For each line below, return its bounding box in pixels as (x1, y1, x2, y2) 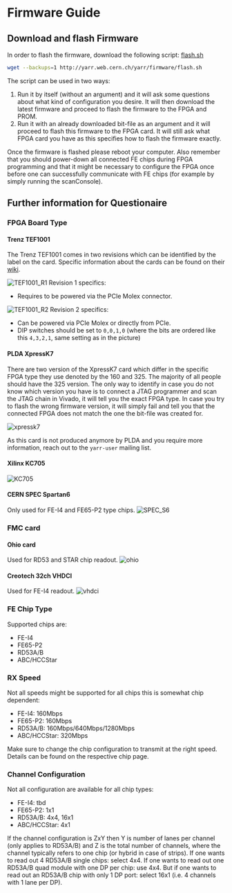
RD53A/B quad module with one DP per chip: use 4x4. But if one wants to (7, 864, 217, 872)
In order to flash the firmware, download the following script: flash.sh (7, 51, 204, 59)
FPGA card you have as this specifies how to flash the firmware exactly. (17, 134, 222, 143)
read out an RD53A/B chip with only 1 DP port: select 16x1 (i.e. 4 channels (7, 871, 216, 879)
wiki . (7, 265, 21, 274)
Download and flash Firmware (7, 33, 139, 44)
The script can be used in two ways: (7, 76, 110, 85)
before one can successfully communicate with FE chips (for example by (7, 170, 215, 178)
